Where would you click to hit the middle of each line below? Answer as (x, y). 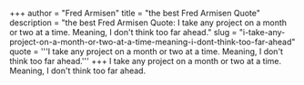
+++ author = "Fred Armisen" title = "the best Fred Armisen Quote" (135, 13)
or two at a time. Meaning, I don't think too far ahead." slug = (123, 32)
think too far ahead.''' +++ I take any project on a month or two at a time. (146, 61)
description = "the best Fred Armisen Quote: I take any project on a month (148, 23)
